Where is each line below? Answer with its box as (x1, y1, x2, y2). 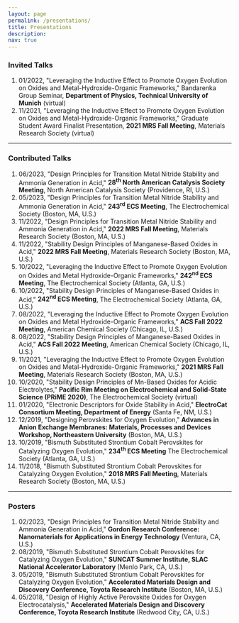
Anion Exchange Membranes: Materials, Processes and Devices (18, 423, 211, 431)
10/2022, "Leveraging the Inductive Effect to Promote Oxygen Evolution (18, 263, 228, 271)
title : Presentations (8, 23, 72, 31)
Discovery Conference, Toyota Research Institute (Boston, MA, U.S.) (18, 585, 223, 594)
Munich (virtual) (18, 99, 67, 107)
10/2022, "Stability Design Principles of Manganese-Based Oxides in (18, 286, 219, 294)
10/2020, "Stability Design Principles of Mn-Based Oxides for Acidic (18, 377, 217, 387)
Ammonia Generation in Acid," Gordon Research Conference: (18, 525, 200, 534)
